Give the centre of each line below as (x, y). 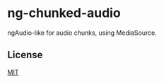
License (25, 55)
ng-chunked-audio (64, 13)
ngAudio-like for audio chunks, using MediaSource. (82, 33)
